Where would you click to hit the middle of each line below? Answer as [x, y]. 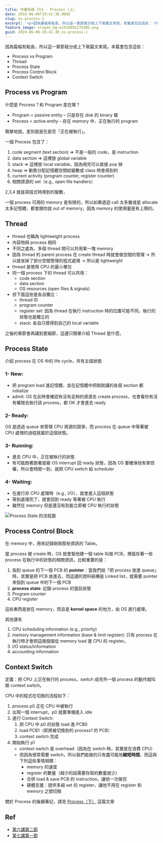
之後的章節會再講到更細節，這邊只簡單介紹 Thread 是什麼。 [64, 333]
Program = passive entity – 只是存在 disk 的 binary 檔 [65, 115]
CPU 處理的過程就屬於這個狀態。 [38, 433]
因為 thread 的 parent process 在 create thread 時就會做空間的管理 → [81, 254]
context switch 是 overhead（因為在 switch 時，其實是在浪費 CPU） [87, 749]
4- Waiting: [19, 482]
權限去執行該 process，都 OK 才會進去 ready [61, 402]
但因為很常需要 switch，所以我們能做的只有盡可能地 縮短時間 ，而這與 [88, 755]
